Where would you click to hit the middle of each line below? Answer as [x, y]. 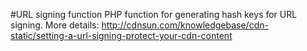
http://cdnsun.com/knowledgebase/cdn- [185, 25]
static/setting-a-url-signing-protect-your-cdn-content [121, 35]
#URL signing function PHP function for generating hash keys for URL [154, 14]
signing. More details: [55, 25]
